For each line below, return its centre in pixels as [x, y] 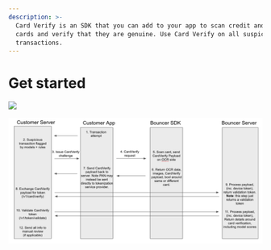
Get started [47, 83]
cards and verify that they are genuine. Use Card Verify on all [128, 34]
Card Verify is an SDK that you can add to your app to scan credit [133, 25]
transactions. [39, 43]
